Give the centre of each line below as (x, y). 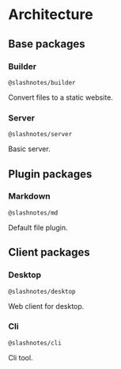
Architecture (51, 15)
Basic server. (29, 149)
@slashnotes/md (33, 213)
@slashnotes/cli (35, 343)
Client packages (49, 252)
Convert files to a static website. (60, 97)
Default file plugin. (38, 227)
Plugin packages (50, 174)
